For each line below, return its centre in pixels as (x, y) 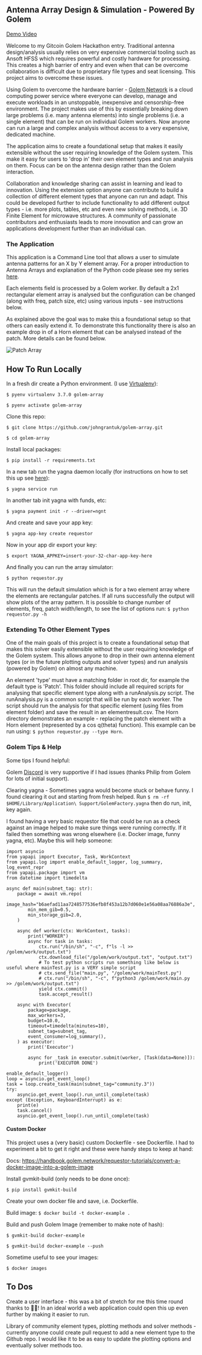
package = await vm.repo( (50, 893)
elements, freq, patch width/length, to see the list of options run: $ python (98, 608)
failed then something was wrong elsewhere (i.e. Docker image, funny (93, 834)
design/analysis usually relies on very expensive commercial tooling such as (101, 52)
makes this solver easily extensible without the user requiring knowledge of (100, 649)
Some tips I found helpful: (38, 760)
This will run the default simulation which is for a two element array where (98, 589)
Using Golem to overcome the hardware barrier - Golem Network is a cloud (99, 89)
